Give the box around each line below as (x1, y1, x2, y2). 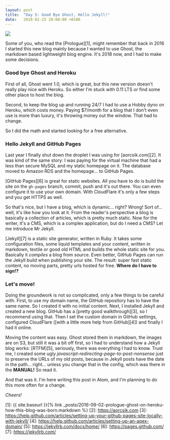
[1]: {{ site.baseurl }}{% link (5, 402, 62, 408)
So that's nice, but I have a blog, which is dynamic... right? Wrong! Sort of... (5, 204, 162, 210)
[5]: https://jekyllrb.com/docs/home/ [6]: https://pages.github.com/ (23, 423, 164, 430)
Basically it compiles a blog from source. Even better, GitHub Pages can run (5, 251, 163, 257)
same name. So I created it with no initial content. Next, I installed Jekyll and (5, 303, 164, 309)
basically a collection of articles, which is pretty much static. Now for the (5, 215, 157, 221)
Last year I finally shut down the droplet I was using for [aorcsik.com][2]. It (5, 152, 161, 158)
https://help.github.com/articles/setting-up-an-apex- (38, 418, 149, 424)
